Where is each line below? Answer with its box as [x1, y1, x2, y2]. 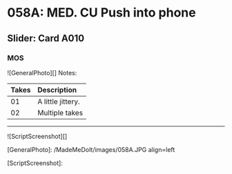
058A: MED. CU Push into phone [7, 5, 196, 21]
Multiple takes [37, 108, 84, 117]
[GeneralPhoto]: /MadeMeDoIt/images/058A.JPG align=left [7, 145, 175, 153]
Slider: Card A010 [7, 32, 85, 44]
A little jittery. [37, 97, 81, 106]
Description [37, 85, 77, 95]
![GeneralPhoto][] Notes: [7, 68, 77, 77]
